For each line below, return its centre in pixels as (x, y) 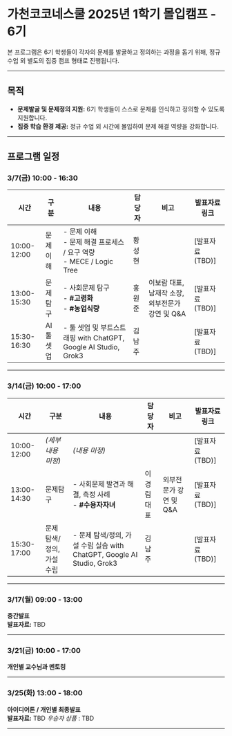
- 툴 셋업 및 (81, 328)
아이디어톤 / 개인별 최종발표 (44, 709)
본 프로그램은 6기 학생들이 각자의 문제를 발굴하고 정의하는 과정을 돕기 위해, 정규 (114, 52)
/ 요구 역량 (79, 252)
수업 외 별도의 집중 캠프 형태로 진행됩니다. (63, 60)
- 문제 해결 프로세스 (94, 242)
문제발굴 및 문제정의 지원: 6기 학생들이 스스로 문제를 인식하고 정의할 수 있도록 (121, 109)
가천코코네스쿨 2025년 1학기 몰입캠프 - (112, 14)
